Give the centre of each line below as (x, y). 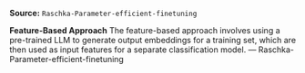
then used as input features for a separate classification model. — (133, 50)
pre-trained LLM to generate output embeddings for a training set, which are (153, 40)
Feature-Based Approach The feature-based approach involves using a (145, 30)
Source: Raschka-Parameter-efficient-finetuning (103, 13)
